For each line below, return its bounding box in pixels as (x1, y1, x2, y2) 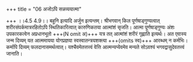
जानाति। (6, 50, 23, 57)
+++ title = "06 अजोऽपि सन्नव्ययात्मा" (6, 6, 82, 12)
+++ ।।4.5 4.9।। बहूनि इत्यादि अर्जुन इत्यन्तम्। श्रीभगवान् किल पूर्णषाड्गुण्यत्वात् (6, 18, 160, 24)
